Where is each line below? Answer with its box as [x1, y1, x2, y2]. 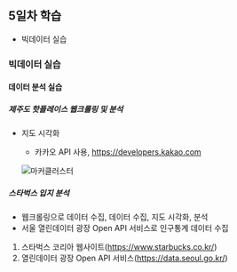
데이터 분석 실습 [8, 82, 63, 92]
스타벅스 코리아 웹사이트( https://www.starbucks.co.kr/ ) [20, 242, 217, 252]
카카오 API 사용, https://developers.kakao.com [34, 147, 201, 157]
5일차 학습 [8, 8, 62, 24]
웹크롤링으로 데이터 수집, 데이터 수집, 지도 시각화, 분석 [20, 212, 209, 222]
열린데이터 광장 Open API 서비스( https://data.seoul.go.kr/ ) [20, 252, 228, 264]
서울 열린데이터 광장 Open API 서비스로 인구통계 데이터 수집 [20, 223, 229, 234]
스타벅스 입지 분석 [8, 188, 70, 198]
